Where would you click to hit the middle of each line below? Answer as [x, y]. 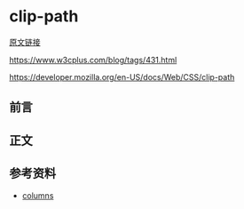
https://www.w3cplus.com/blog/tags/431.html [93, 60]
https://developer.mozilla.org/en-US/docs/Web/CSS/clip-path [122, 76]
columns [38, 195]
